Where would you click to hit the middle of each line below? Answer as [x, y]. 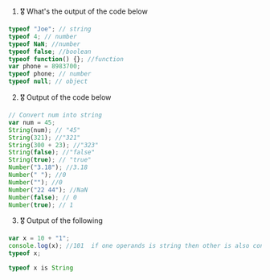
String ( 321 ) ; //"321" [45, 138]
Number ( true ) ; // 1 [41, 205]
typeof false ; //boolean [50, 51]
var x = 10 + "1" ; [39, 239]
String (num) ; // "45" [45, 130]
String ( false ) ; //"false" [51, 152]
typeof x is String [41, 268]
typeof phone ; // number [50, 74]
